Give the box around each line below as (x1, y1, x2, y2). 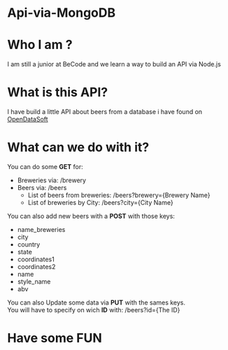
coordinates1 (17, 255, 55, 263)
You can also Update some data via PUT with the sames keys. (7, 298, 186, 307)
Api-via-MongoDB (7, 5, 116, 21)
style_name (17, 277, 51, 286)
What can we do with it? (7, 140, 150, 155)
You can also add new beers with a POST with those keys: (7, 212, 175, 220)
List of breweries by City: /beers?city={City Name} (27, 198, 173, 207)
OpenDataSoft (7, 115, 48, 124)
